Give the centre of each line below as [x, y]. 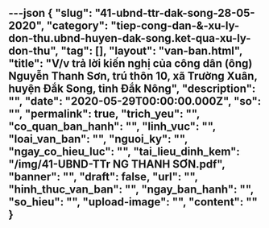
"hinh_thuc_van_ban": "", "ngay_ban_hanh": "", [131, 190]
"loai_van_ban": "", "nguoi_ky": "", [98, 139]
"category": [77, 26]
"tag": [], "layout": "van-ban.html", [151, 51]
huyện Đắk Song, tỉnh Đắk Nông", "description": [132, 89]
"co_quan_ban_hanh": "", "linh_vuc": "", [112, 127]
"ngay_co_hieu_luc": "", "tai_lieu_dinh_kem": [124, 152]
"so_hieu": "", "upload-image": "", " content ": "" [133, 202]
